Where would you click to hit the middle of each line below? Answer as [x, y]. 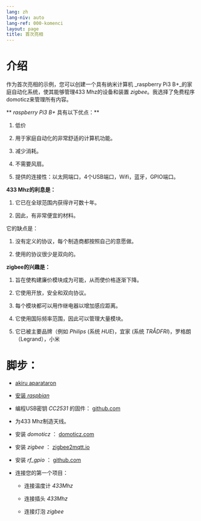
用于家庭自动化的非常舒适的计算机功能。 [65, 138]
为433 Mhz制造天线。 [42, 421]
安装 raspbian [32, 395]
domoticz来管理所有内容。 [39, 99]
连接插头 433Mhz [46, 499]
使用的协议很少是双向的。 [47, 254]
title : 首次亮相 [25, 35]
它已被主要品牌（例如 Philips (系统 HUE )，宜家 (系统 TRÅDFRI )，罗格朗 [103, 332]
